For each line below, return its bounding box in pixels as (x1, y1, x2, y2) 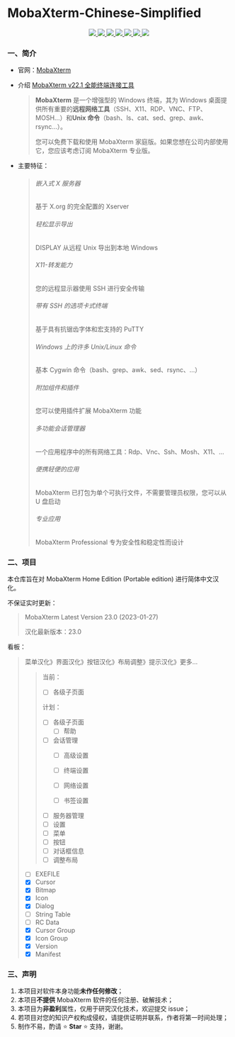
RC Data (35, 918, 60, 926)
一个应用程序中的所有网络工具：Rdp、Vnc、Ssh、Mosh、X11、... (35, 447, 224, 456)
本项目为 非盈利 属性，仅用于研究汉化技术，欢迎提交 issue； (17, 1004, 190, 1013)
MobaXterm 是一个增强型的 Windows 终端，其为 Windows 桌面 (35, 96, 222, 104)
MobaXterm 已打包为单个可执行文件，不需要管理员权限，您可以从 (35, 488, 227, 497)
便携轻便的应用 (35, 465, 79, 473)
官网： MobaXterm (17, 66, 71, 74)
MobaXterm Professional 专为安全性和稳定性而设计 (35, 538, 184, 546)
